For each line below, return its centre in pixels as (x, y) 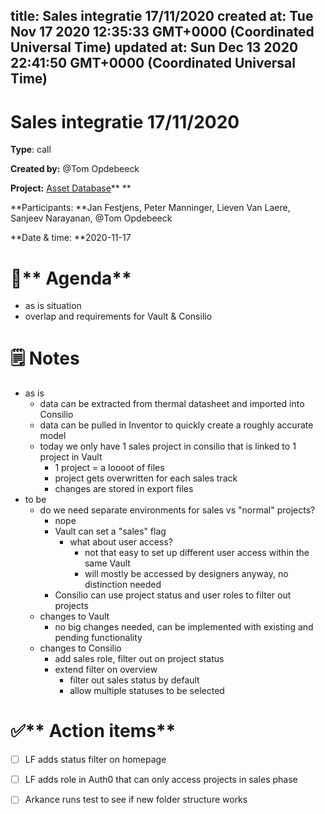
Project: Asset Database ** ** (71, 188)
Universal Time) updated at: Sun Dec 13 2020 (154, 47)
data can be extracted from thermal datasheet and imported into (172, 404)
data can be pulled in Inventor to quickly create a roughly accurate (176, 425)
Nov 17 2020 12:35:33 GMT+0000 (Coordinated (162, 32)
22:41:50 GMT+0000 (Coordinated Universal (153, 63)
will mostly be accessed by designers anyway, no (186, 574)
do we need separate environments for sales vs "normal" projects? (177, 510)
